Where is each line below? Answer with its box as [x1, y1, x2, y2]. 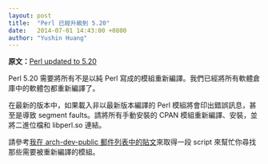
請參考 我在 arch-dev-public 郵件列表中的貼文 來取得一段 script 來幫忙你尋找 [8, 137, 257, 147]
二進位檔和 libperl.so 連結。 [14, 120, 106, 130]
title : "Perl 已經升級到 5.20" [8, 19, 110, 27]
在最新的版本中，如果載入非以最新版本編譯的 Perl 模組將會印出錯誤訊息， [8, 100, 250, 110]
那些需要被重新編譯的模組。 [8, 147, 100, 157]
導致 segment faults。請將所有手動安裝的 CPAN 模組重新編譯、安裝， [22, 111, 251, 120]
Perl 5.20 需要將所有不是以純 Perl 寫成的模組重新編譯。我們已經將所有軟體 [8, 73, 254, 84]
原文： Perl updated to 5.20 [8, 57, 98, 66]
